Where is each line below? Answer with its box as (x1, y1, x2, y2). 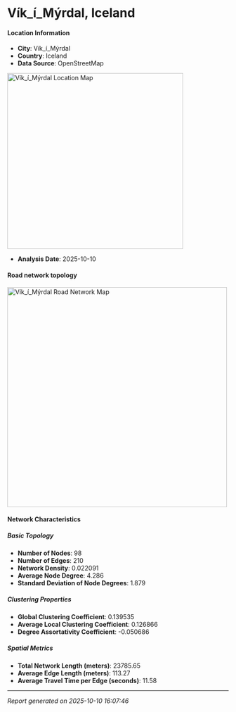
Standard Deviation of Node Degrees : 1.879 (17, 579, 146, 587)
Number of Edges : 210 (17, 557, 84, 565)
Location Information (7, 28, 70, 37)
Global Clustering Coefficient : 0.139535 (17, 613, 135, 621)
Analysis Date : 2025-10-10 (17, 255, 96, 263)
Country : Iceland (17, 51, 67, 61)
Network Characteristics (7, 515, 81, 523)
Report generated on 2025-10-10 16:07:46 (7, 697, 129, 705)
